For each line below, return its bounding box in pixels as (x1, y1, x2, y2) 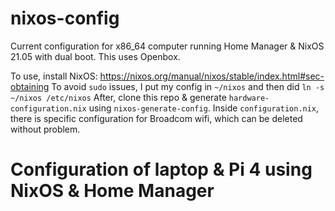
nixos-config (10, 7, 120, 30)
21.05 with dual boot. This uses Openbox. (10, 50, 181, 62)
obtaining (10, 80, 50, 92)
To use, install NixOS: (10, 70, 98, 82)
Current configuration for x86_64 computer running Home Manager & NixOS (10, 40, 325, 52)
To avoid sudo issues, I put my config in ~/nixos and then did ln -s (51, 80, 325, 92)
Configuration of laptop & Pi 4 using (10, 158, 313, 181)
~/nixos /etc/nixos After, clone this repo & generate (10, 91, 227, 103)
